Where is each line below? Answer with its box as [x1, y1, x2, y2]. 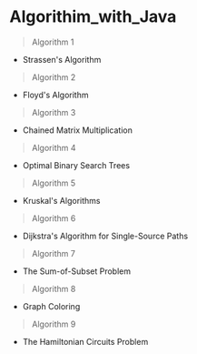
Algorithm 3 [31, 106, 76, 117]
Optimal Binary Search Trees [22, 159, 130, 170]
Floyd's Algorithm [22, 89, 89, 100]
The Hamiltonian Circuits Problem [22, 336, 149, 347]
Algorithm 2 [31, 71, 76, 83]
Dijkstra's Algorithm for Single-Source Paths [22, 230, 189, 241]
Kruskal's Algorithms [22, 195, 101, 206]
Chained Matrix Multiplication [22, 125, 133, 136]
